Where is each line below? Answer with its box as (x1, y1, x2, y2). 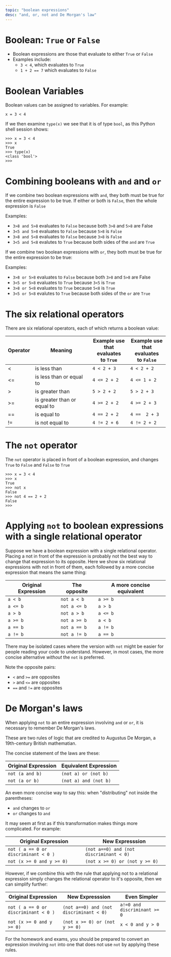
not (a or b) (8, 778, 40, 784)
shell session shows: (5, 126, 49, 133)
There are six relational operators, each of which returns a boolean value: (5, 325, 159, 332)
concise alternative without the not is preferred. (5, 654, 105, 661)
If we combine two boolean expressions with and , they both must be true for (5, 192, 164, 198)
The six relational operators (5, 308, 124, 320)
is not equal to (35, 419, 69, 426)
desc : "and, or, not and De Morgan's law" (5, 12, 97, 17)
